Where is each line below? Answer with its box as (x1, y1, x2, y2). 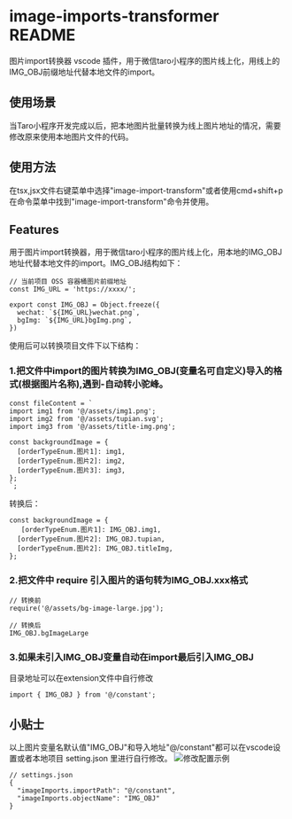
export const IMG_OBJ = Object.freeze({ (9, 300, 161, 309)
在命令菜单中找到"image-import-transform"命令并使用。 (9, 196, 214, 207)
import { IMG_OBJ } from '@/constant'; (9, 690, 157, 699)
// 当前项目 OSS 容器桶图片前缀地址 (9, 277, 127, 286)
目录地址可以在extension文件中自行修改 (9, 673, 154, 683)
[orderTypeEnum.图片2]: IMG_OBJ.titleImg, (17, 543, 173, 553)
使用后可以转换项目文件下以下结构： (9, 340, 142, 351)
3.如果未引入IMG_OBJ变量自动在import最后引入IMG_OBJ (9, 651, 254, 663)
